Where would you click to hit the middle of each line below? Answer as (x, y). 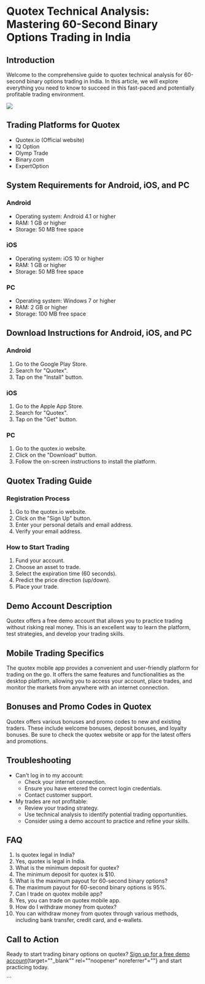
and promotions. (27, 741)
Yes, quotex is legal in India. (50, 861)
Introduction (31, 60)
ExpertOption (32, 166)
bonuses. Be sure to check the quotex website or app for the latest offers (99, 734)
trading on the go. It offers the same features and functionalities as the (96, 674)
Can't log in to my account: (49, 775)
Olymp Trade (32, 153)
